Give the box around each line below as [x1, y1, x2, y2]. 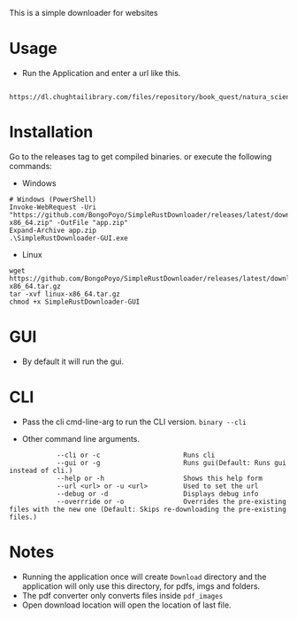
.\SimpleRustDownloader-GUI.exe [9, 234, 128, 243]
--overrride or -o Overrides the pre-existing [56, 497, 287, 506]
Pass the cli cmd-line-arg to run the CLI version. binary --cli [21, 416, 247, 427]
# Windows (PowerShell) [9, 195, 97, 204]
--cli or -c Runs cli [56, 451, 216, 460]
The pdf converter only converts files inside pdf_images [21, 590, 224, 600]
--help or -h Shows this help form [56, 474, 263, 483]
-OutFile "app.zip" [56, 218, 128, 227]
